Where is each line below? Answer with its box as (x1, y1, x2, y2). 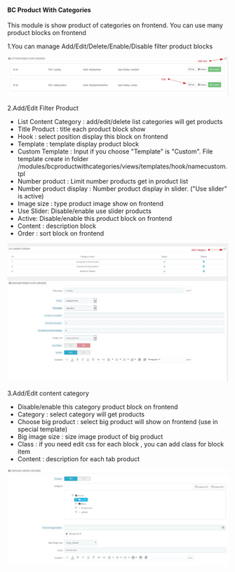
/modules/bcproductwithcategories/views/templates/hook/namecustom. (17, 162, 228, 170)
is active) (17, 191, 44, 200)
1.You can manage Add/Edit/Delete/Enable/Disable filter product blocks (7, 42, 213, 50)
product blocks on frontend (7, 29, 86, 37)
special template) (17, 425, 68, 434)
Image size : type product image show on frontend (17, 199, 163, 207)
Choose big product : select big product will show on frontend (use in (17, 418, 219, 426)
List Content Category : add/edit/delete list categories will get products (17, 117, 223, 125)
